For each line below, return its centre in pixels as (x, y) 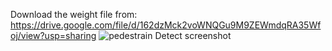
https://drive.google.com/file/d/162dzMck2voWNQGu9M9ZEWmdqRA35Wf (166, 25)
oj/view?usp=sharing (53, 35)
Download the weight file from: (74, 14)
